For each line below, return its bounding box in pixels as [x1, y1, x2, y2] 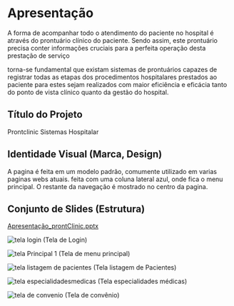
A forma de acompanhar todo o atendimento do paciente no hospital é [7, 29, 214, 37]
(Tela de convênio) [64, 291, 120, 300]
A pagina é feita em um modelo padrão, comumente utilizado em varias [7, 167, 218, 175]
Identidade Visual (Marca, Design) [7, 148, 163, 160]
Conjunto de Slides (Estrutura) [7, 203, 145, 215]
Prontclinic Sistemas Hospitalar [7, 127, 99, 136]
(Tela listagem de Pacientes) [93, 263, 177, 272]
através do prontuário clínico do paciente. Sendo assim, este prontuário [7, 36, 218, 44]
